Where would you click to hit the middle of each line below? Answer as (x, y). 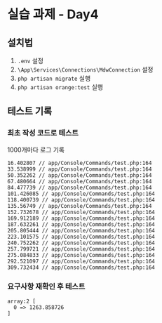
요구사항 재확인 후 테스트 (46, 286)
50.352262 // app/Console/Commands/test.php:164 (80, 175)
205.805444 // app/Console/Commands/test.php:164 (81, 230)
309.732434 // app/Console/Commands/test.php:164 (81, 268)
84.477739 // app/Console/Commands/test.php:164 (80, 187)
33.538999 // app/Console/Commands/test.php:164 (80, 169)
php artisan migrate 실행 (54, 78)
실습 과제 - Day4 (53, 14)
